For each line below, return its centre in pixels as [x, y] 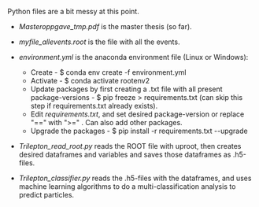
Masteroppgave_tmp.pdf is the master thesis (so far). [105, 26]
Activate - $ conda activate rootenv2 [90, 81]
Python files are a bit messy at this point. [73, 11]
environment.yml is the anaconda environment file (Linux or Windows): [133, 57]
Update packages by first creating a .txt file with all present [126, 89]
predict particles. [46, 195]
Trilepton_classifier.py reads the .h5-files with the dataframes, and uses [135, 178]
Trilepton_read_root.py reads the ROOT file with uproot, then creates [130, 146]
